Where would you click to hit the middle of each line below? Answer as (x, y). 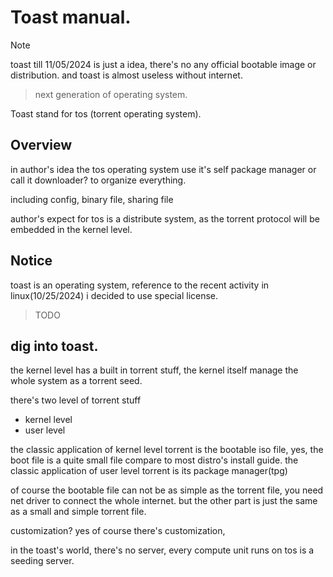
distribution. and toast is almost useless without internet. (126, 75)
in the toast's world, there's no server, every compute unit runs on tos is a (162, 550)
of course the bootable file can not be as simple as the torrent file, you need (167, 490)
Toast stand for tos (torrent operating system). (106, 113)
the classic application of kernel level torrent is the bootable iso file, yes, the (167, 450)
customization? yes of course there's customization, (118, 531)
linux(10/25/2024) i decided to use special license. (114, 295)
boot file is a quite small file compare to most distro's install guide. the (154, 460)
